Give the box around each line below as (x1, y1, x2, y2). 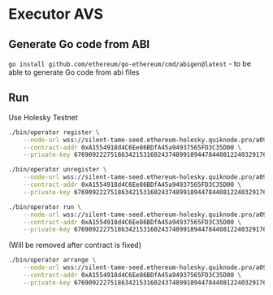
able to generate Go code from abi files (8, 67, 140, 77)
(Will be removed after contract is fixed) (8, 241, 142, 250)
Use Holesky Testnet (8, 112, 79, 122)
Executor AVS (8, 5, 104, 24)
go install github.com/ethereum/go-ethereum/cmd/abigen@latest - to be (8, 59, 252, 68)
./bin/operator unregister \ (8, 166, 107, 174)
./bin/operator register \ (8, 128, 100, 137)
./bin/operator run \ (8, 202, 82, 211)
